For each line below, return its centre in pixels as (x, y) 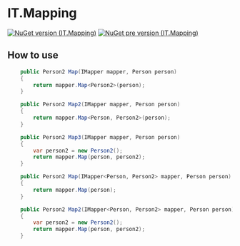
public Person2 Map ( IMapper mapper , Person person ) (99, 72)
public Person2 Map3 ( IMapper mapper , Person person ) (100, 137)
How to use (33, 55)
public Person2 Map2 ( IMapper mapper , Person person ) (100, 105)
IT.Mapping (42, 13)
